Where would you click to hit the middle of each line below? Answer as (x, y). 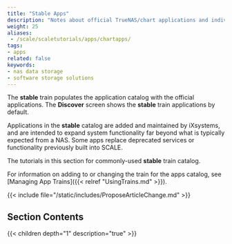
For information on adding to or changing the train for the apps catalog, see (115, 174)
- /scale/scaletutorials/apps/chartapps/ (70, 39)
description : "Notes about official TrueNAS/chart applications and (108, 20)
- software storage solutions (51, 78)
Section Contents (46, 217)
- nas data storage (35, 71)
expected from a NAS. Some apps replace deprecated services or (101, 140)
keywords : (21, 65)
